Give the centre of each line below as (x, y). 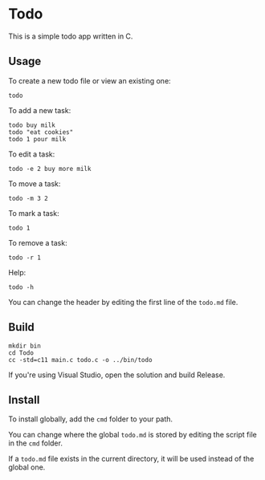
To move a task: (35, 183)
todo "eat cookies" (41, 132)
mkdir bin (25, 346)
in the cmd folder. (35, 443)
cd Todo (21, 353)
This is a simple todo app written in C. (71, 36)
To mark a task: (34, 213)
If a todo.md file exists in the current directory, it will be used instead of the (131, 459)
